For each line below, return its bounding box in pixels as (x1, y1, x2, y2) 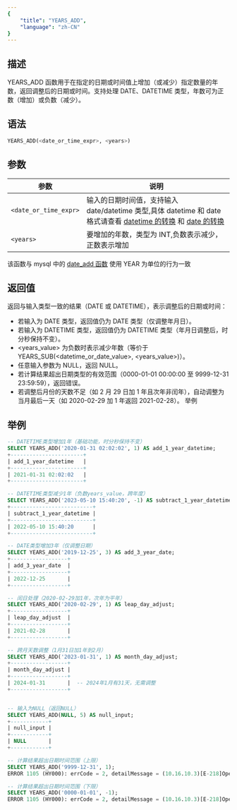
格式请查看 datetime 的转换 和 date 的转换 (86, 216, 224, 226)
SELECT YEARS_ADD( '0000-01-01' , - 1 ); (7, 790, 119, 797)
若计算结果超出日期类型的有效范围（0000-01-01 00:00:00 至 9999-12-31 (17, 370, 229, 378)
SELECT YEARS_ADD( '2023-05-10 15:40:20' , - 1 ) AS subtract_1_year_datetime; (7, 497, 235, 504)
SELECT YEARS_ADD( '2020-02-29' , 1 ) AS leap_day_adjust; (7, 601, 175, 608)
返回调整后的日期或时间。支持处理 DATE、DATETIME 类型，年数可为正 (19, 87, 224, 95)
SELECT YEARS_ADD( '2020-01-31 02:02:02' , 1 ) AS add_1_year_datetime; (7, 445, 217, 452)
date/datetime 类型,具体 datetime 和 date (86, 205, 221, 215)
